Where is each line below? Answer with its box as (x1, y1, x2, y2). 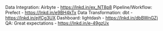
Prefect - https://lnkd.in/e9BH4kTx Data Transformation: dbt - (5, 9, 133, 15)
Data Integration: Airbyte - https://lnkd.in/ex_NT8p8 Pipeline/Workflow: (5, 4, 152, 10)
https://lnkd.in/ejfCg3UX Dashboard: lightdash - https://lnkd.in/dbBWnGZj (5, 15, 158, 20)
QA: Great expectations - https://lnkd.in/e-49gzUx (5, 20, 109, 26)
